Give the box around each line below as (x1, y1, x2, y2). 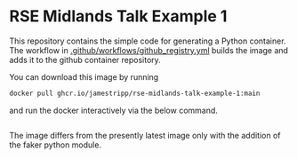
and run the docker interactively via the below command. (9, 105, 218, 115)
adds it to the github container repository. (9, 54, 162, 65)
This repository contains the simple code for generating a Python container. (9, 36, 286, 46)
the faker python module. (9, 139, 102, 150)
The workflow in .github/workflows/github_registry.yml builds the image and (9, 44, 289, 55)
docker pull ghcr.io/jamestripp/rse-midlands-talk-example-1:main (9, 89, 261, 98)
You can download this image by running (9, 71, 159, 82)
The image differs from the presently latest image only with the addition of (9, 130, 282, 140)
